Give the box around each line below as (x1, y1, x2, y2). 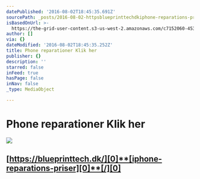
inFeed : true (6, 70, 39, 76)
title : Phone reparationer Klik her (6, 48, 97, 54)
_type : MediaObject (6, 87, 55, 92)
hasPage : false (6, 75, 44, 81)
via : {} (6, 36, 26, 42)
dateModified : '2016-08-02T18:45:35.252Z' (6, 42, 113, 48)
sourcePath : (6, 14, 36, 20)
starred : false (6, 64, 44, 70)
